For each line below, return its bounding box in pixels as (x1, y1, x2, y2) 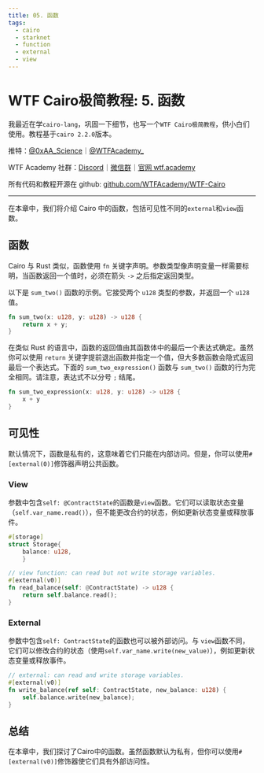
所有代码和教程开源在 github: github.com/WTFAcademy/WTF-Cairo (8, 179, 225, 189)
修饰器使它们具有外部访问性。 (57, 756, 155, 766)
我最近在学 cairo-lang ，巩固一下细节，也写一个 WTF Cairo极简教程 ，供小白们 (8, 119, 250, 128)
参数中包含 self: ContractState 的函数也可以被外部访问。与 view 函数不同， (8, 636, 250, 645)
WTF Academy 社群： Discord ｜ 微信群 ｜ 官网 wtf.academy (8, 162, 196, 172)
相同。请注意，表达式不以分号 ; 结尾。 (14, 372, 140, 382)
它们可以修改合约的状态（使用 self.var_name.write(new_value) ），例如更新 (8, 646, 248, 656)
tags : (8, 19, 26, 27)
